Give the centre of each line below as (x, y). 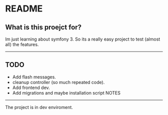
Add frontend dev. (31, 87)
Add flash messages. (34, 77)
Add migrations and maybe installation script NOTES (66, 92)
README (24, 9)
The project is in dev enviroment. (39, 107)
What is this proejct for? (43, 27)
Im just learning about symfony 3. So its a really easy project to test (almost (83, 39)
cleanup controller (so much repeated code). (58, 82)
